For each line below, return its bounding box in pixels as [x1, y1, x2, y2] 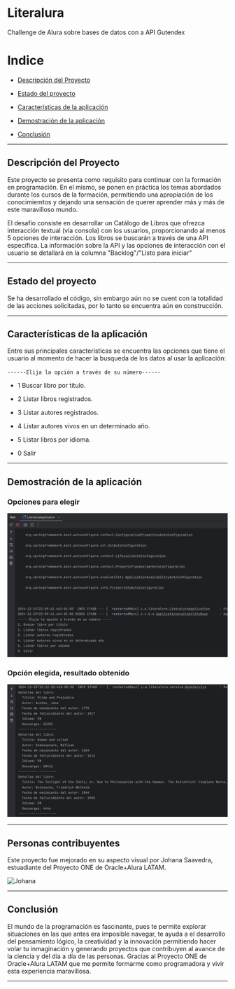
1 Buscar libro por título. [17, 381, 86, 390]
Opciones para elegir [7, 497, 80, 507]
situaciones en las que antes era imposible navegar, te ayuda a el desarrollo [7, 930, 226, 938]
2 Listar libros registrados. [17, 395, 93, 403]
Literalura [7, 5, 64, 21]
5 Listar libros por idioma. [17, 435, 91, 444]
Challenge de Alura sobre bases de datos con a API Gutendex [7, 28, 185, 36]
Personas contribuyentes [7, 837, 120, 849]
